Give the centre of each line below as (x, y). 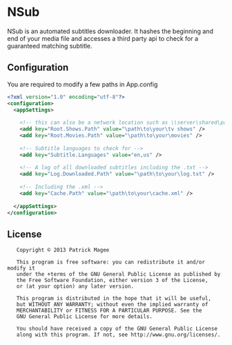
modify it (21, 268)
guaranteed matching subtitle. (50, 46)
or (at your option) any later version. (75, 287)
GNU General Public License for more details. (85, 317)
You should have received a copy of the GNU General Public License (117, 329)
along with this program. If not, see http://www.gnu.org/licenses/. (118, 335)
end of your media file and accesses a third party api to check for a (103, 38)
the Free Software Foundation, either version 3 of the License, (112, 281)
